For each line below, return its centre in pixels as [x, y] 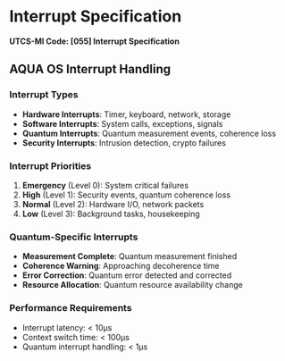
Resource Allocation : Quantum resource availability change [132, 285]
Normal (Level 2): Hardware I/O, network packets [113, 204]
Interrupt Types [44, 95]
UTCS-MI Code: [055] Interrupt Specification [95, 41]
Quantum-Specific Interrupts [74, 237]
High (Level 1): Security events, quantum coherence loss [126, 195]
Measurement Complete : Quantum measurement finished [130, 256]
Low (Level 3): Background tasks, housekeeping [111, 214]
